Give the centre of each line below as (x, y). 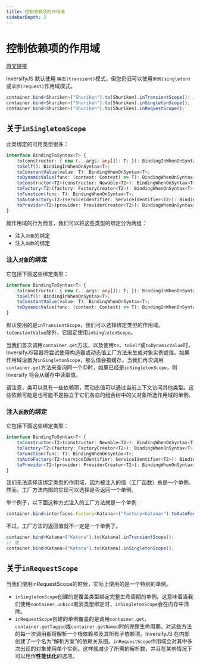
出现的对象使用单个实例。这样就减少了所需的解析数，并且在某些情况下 (106, 648)
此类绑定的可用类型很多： (37, 144)
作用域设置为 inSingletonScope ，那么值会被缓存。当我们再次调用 (85, 360)
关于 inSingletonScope (46, 129)
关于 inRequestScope (42, 568)
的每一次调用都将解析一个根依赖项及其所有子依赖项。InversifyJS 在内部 (102, 633)
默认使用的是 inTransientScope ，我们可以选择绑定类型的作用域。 (85, 325)
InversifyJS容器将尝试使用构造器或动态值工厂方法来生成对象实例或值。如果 (98, 352)
